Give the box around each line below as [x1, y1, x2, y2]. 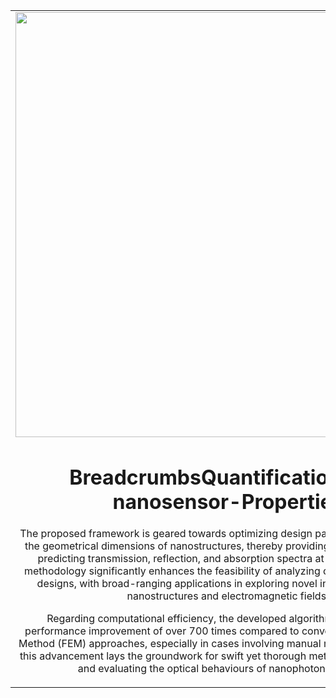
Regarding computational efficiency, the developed [46, 612, 287, 626]
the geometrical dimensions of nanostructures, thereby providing [24, 539, 330, 553]
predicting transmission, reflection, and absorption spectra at [37, 552, 325, 566]
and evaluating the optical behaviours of [77, 662, 267, 676]
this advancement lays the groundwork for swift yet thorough [19, 649, 307, 663]
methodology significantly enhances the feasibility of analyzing [23, 564, 321, 578]
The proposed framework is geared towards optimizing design [19, 527, 313, 541]
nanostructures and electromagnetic [126, 589, 298, 603]
